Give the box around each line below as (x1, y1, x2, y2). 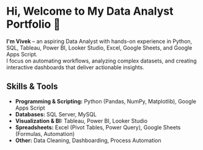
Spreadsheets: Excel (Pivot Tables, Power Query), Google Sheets (15, 124, 181, 131)
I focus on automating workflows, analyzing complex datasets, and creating (6, 57, 197, 64)
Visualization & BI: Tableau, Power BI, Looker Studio (15, 117, 148, 124)
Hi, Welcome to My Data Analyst (6, 4, 174, 18)
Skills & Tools (6, 81, 58, 92)
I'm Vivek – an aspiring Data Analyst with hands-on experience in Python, (6, 37, 193, 45)
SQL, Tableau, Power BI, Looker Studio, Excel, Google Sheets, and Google (6, 44, 193, 51)
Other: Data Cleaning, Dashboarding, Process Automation (15, 137, 162, 144)
